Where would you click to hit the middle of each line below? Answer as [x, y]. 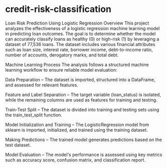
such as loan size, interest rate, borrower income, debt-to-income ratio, [79, 49]
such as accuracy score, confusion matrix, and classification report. [75, 160]
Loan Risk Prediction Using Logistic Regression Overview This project [77, 23]
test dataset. [18, 145]
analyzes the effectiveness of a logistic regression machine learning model [82, 28]
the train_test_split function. [34, 115]
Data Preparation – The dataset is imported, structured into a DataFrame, [80, 79]
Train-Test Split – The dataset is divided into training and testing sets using [82, 109]
